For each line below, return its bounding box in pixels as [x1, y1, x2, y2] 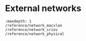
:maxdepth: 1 [5, 19, 32, 24]
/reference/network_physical [5, 31, 64, 36]
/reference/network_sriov [5, 27, 58, 32]
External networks [5, 3, 82, 14]
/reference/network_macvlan [5, 23, 63, 28]
